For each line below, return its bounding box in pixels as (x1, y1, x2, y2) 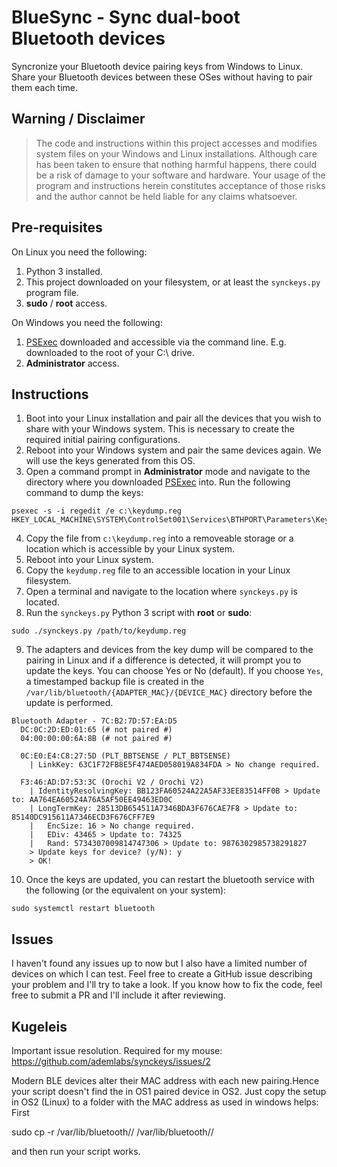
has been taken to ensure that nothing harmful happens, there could (35, 158, 318, 170)
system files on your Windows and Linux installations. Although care (35, 147, 318, 160)
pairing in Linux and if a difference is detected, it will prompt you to (25, 654, 302, 666)
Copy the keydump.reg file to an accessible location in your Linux (25, 564, 291, 576)
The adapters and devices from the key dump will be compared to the (25, 644, 314, 656)
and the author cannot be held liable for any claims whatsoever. (35, 190, 298, 202)
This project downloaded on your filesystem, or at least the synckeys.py (25, 276, 321, 288)
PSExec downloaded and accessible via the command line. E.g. (25, 336, 287, 348)
